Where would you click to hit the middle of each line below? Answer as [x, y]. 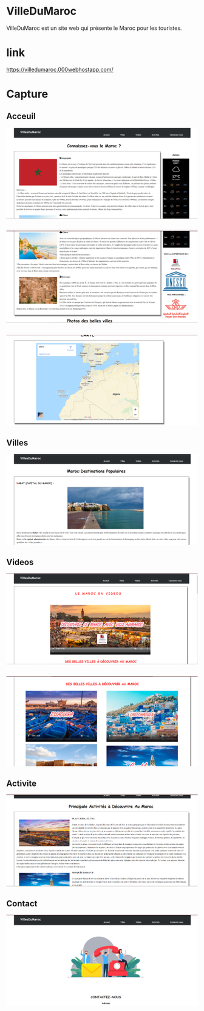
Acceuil [21, 116]
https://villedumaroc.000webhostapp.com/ [60, 69]
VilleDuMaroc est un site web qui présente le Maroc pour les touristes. [94, 28]
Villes [17, 443]
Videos [20, 562]
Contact [22, 904]
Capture [27, 94]
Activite [22, 783]
